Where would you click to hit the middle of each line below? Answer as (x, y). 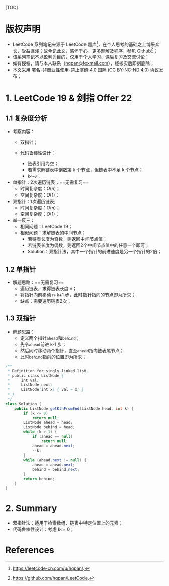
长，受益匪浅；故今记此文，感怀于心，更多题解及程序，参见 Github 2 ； (85, 50)
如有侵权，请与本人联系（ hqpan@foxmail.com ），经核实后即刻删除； (83, 63)
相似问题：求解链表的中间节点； (53, 233)
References (30, 550)
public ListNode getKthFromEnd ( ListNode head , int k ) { (74, 408)
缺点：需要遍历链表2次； (46, 301)
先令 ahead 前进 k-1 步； (43, 344)
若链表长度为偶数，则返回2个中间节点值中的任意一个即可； (88, 245)
